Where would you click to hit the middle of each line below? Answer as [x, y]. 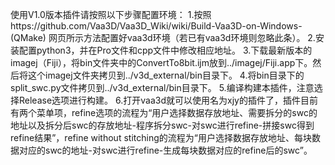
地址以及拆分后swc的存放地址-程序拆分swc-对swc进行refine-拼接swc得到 [162, 125]
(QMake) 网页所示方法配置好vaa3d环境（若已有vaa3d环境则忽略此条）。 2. [163, 37]
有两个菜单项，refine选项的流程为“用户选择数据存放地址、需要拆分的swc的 [164, 112]
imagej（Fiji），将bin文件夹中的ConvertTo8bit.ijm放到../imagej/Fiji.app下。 [161, 62]
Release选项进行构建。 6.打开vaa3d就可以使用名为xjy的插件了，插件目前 [168, 100]
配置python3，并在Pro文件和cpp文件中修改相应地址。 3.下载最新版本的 [165, 50]
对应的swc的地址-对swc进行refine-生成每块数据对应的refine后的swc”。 [165, 150]
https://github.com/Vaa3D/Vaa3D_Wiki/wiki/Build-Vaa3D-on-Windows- [156, 26]
